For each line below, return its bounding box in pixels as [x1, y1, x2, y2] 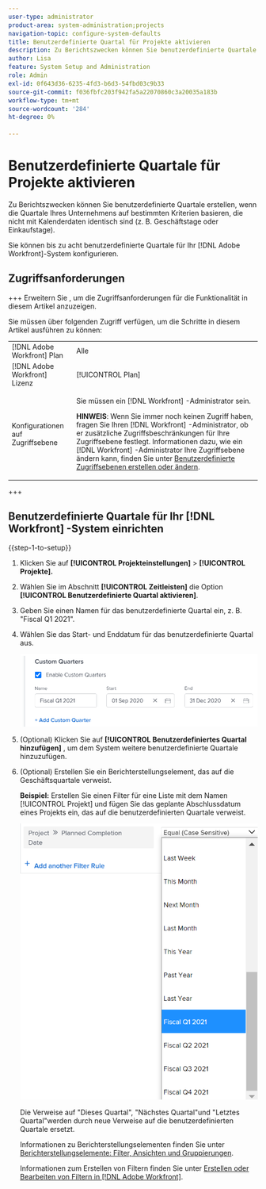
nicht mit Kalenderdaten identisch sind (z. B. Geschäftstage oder [8, 217, 219, 226]
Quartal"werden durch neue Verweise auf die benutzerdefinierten [19, 1115, 234, 1126]
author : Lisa [8, 55, 51, 63]
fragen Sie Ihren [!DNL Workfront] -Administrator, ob [76, 420, 249, 429]
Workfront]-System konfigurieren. [8, 248, 119, 258]
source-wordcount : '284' [8, 105, 90, 113]
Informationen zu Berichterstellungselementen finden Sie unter [19, 1139, 226, 1149]
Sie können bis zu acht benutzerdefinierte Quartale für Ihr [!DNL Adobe [8, 240, 241, 250]
